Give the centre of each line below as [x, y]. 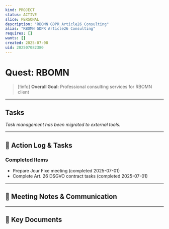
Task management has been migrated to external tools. [63, 125]
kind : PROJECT [20, 10]
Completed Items [27, 160]
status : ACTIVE [21, 15]
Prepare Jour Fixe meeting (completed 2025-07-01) [66, 171]
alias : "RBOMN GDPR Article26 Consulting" [50, 29]
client [23, 92]
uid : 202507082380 [24, 48]
